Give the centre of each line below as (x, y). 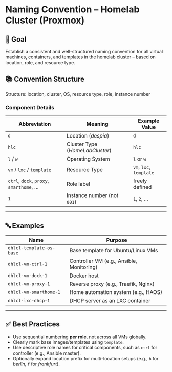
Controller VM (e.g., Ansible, (103, 261)
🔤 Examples (25, 226)
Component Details (30, 107)
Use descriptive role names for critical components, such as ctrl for (85, 347)
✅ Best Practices (33, 324)
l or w (140, 159)
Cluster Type (82, 144)
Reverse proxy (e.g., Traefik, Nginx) (112, 284)
